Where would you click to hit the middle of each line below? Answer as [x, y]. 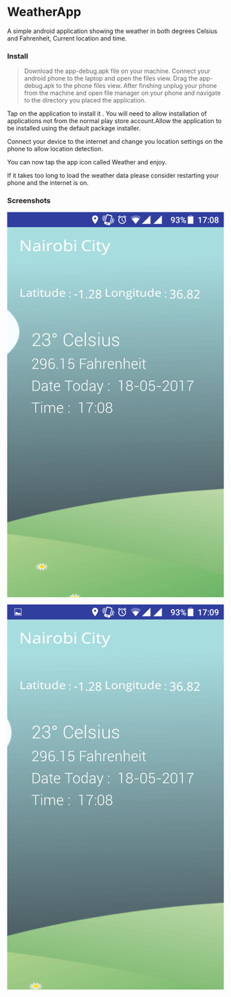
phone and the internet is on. [48, 183]
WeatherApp [44, 12]
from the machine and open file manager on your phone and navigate [122, 93]
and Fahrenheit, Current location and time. [67, 38]
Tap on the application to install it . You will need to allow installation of [107, 113]
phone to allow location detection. [55, 149]
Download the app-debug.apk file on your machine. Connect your [117, 71]
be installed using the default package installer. [74, 129]
